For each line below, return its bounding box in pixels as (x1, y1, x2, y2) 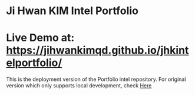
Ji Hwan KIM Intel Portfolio (6, 4, 138, 18)
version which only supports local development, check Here (6, 82, 152, 89)
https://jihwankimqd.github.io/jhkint (6, 44, 189, 57)
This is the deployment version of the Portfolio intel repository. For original (6, 76, 186, 83)
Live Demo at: (6, 31, 75, 45)
